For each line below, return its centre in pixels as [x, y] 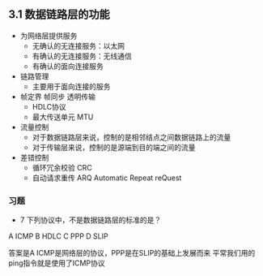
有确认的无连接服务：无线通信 [82, 56]
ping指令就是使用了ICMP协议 [57, 263]
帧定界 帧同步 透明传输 [57, 97]
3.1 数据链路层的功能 [59, 15]
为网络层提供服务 [49, 36]
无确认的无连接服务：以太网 [78, 45]
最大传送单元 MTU [63, 117]
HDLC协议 [49, 106]
